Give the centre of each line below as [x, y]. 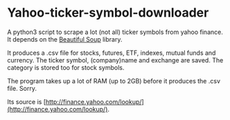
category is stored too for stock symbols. [66, 67]
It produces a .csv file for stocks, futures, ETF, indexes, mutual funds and [112, 53]
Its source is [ [27, 101]
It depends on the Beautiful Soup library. [65, 39]
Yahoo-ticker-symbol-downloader [108, 13]
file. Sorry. [22, 88]
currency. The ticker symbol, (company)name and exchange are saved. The [115, 60]
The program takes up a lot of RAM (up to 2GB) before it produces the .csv [114, 80]
